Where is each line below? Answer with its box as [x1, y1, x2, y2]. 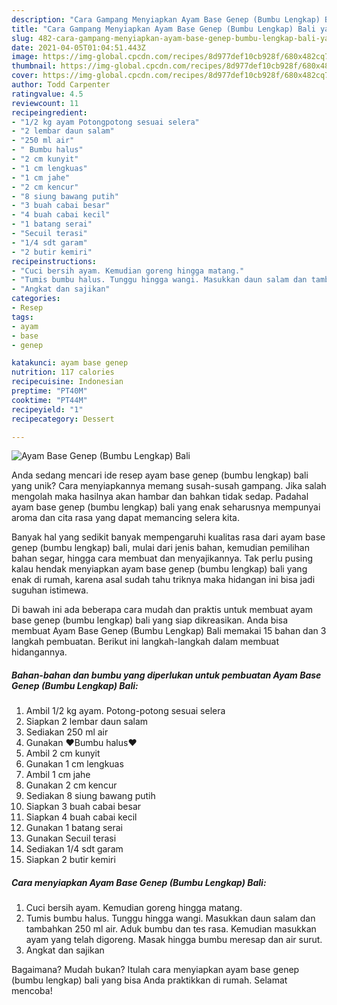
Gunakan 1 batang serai [25, 822, 123, 834]
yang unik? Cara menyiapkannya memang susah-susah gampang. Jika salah [11, 480, 327, 492]
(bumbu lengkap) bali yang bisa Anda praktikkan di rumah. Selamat [11, 974, 288, 986]
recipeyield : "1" [11, 404, 84, 415]
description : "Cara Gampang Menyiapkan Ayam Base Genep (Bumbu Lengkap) [11, 14, 321, 25]
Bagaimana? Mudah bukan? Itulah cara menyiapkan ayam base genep [11, 964, 300, 976]
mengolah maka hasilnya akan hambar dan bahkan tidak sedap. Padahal [11, 491, 309, 503]
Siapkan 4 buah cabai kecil [25, 811, 138, 823]
